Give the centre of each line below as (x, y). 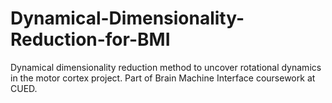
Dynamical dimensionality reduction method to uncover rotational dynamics (166, 67)
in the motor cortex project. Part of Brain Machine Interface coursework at (163, 78)
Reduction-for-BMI (90, 39)
